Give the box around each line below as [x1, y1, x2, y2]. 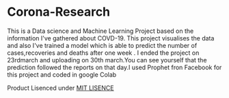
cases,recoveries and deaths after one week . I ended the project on [7, 49, 200, 57]
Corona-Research [7, 4, 111, 20]
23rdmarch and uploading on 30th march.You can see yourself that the [7, 56, 207, 64]
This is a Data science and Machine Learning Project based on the [7, 27, 194, 35]
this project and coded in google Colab [7, 70, 117, 79]
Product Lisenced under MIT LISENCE [7, 84, 114, 92]
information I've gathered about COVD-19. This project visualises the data [7, 34, 215, 42]
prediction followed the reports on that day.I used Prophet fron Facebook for [7, 63, 222, 71]
